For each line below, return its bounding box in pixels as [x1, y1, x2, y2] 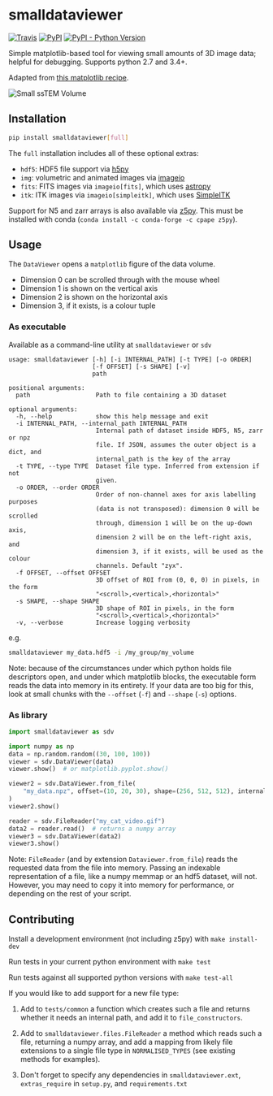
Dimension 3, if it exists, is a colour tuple [19, 301, 156, 310]
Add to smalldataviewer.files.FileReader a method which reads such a [19, 1029, 262, 1038]
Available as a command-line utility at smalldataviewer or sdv [8, 340, 212, 349]
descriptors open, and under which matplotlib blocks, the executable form [8, 672, 257, 682]
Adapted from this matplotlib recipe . [8, 72, 129, 82]
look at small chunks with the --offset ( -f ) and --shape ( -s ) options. [8, 689, 237, 699]
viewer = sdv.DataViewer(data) [8, 757, 115, 765]
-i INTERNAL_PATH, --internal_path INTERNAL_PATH [15, 419, 187, 427]
